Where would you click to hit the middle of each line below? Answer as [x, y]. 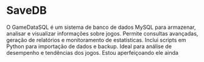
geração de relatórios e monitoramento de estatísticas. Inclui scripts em [96, 40]
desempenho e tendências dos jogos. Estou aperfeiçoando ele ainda [92, 52]
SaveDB [26, 11]
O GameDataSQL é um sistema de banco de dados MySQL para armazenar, [101, 27]
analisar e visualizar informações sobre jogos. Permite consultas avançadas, [102, 33]
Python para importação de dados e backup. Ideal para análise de [89, 46]
